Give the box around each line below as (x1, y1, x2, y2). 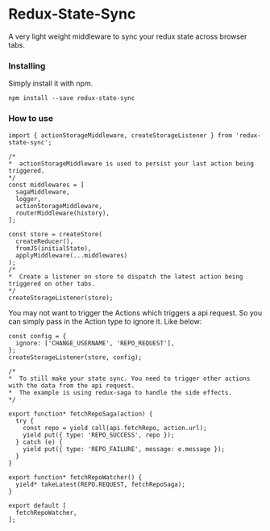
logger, (15, 194, 42, 203)
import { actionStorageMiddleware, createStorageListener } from (8, 131, 232, 140)
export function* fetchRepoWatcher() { (8, 473, 143, 481)
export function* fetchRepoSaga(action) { (8, 409, 153, 418)
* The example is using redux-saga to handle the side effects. (8, 388, 232, 396)
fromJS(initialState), (15, 244, 92, 253)
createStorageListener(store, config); (8, 353, 143, 362)
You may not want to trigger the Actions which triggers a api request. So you (8, 307, 263, 317)
